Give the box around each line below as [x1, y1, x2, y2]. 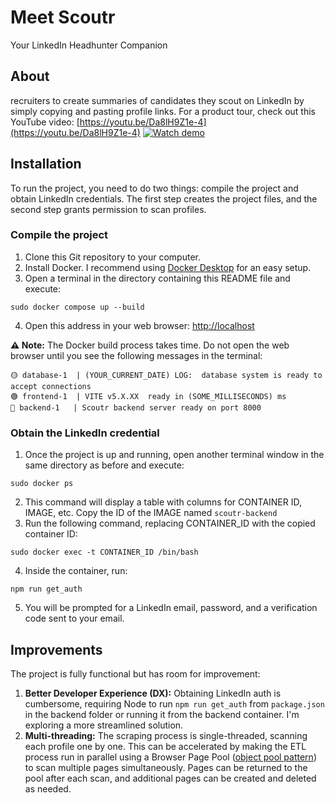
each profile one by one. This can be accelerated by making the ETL [24, 740, 307, 752]
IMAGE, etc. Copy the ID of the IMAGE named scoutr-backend [24, 507, 278, 519]
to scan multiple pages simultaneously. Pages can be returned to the [24, 761, 308, 773]
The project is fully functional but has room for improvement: [10, 667, 261, 680]
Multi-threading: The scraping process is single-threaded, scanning [24, 729, 308, 741]
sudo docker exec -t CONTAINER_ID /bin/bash [10, 547, 199, 558]
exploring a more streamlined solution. [24, 719, 184, 731]
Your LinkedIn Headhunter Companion [10, 39, 168, 51]
